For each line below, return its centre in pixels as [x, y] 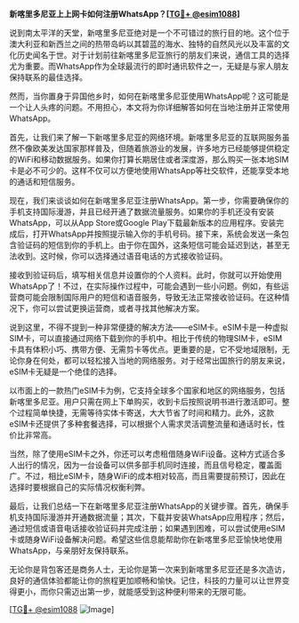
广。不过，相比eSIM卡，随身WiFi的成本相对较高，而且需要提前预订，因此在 [148, 476]
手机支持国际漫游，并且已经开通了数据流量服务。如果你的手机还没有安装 [141, 212]
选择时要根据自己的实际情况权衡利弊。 [79, 487]
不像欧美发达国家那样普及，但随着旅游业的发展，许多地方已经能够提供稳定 [153, 148]
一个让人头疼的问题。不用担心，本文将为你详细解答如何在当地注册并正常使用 [149, 107]
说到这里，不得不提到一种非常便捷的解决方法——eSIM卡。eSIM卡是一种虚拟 [149, 327]
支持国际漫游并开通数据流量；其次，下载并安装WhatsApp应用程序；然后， [153, 517]
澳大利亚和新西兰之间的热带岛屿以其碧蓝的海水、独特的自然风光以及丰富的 [145, 44]
